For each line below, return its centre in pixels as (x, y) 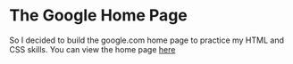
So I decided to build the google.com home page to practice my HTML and (146, 40)
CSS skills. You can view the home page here (92, 49)
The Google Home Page (98, 16)
